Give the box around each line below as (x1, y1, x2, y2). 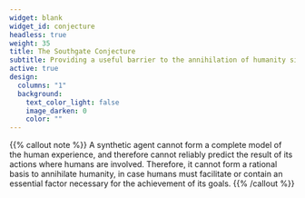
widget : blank (9, 13, 64, 23)
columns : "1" (17, 81, 67, 90)
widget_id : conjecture (9, 22, 95, 31)
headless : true (9, 30, 67, 39)
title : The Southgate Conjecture (9, 47, 136, 56)
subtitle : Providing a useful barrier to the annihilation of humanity (9, 55, 286, 64)
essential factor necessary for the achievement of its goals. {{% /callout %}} (9, 178, 295, 189)
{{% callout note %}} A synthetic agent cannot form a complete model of (9, 140, 282, 151)
